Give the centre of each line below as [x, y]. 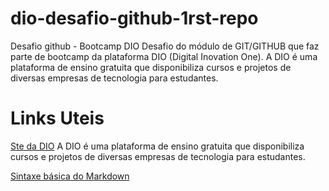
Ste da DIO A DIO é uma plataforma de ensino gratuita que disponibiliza [157, 146]
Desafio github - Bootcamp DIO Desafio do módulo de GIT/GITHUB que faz [165, 46]
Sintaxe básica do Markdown [70, 176]
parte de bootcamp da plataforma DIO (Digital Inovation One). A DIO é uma [164, 56]
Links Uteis [57, 118]
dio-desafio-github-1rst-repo [134, 18]
